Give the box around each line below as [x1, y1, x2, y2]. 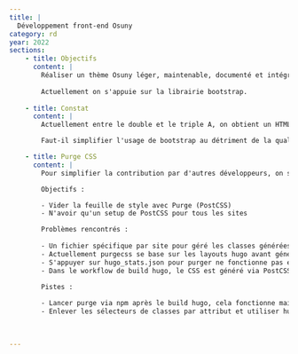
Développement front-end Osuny [17, 21, 133, 30]
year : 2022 [9, 37, 50, 47]
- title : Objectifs [25, 54, 98, 63]
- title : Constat [25, 104, 90, 113]
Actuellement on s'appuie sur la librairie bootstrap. [41, 87, 248, 96]
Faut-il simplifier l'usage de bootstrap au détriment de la [41, 137, 272, 146]
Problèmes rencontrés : [41, 225, 129, 234]
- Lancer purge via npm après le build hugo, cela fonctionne [41, 299, 276, 308]
